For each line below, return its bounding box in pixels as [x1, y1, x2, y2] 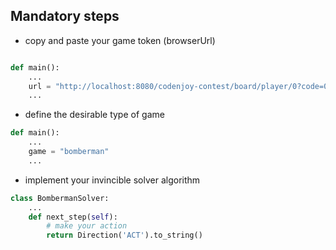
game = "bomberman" [28, 147, 110, 157]
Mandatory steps [10, 8, 120, 25]
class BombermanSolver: [10, 193, 110, 203]
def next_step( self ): [28, 212, 118, 222]
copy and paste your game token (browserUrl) [24, 34, 216, 46]
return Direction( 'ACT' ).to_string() [46, 230, 203, 241]
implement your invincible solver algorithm [24, 174, 201, 186]
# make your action [46, 221, 128, 231]
